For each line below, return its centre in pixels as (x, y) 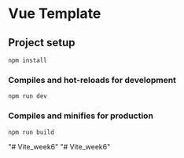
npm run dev (28, 96)
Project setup (42, 43)
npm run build (31, 132)
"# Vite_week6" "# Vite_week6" (59, 146)
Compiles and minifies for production (81, 116)
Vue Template (55, 14)
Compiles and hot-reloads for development (92, 80)
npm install (28, 60)
